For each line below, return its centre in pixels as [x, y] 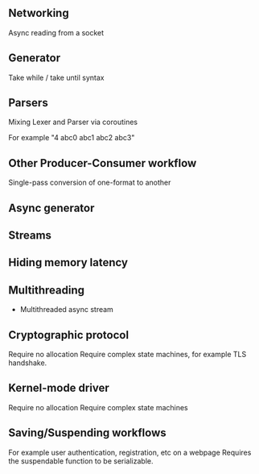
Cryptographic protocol [69, 335]
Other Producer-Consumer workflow [103, 163]
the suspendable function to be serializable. [81, 461]
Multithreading [47, 290]
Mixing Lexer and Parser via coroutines [73, 122]
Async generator [51, 208]
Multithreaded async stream [67, 310]
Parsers [28, 103]
